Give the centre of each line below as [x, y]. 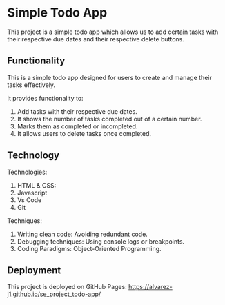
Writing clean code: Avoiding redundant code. [82, 234]
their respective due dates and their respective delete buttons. [96, 39]
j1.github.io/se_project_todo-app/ [54, 294]
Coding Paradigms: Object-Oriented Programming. [89, 248]
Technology [33, 156]
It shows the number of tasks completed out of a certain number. [109, 119]
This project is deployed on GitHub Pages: [67, 287]
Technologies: [27, 172]
